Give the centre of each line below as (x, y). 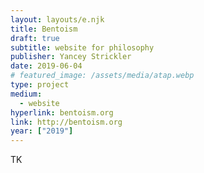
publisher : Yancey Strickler (71, 57)
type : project (40, 85)
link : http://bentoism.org (66, 122)
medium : (26, 94)
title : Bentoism (44, 29)
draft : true (35, 38)
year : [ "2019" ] (42, 131)
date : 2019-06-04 (46, 66)
